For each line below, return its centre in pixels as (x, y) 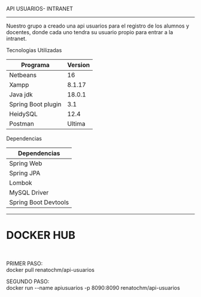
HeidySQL (23, 114)
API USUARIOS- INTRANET (40, 9)
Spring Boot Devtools (39, 202)
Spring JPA (25, 173)
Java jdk (21, 94)
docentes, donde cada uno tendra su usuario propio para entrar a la (90, 32)
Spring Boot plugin (35, 104)
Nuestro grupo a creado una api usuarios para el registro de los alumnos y (98, 26)
